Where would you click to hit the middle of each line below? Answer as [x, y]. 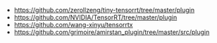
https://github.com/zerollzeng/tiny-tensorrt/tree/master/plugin [104, 10]
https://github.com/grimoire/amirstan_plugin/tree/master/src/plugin [112, 32]
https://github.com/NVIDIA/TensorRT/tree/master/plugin [95, 17]
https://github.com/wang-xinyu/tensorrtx [73, 25]
